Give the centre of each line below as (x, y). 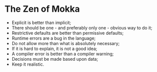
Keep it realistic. (28, 64)
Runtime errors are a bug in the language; (54, 38)
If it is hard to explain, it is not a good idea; (54, 48)
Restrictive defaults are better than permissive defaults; (67, 33)
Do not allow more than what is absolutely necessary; (66, 43)
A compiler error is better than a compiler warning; (63, 54)
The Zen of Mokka (42, 9)
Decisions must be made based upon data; (55, 59)
